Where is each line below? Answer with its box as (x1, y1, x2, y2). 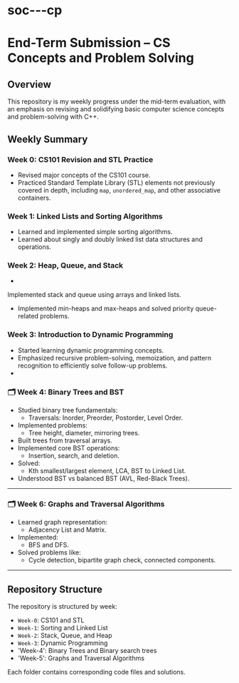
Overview (7, 78, 52, 91)
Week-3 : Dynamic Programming (17, 639, 108, 647)
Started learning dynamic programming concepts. (17, 345, 164, 355)
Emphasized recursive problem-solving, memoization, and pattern (17, 353, 212, 362)
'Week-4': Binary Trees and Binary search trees (17, 647, 157, 655)
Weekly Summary (7, 133, 88, 145)
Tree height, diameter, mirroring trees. (28, 429, 140, 437)
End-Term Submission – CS (7, 35, 171, 51)
